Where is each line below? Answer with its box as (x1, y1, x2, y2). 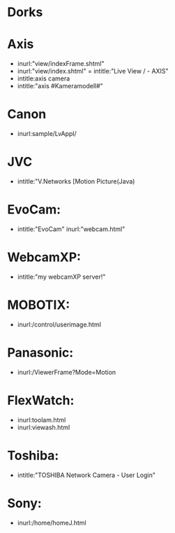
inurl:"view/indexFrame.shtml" (17, 60, 105, 68)
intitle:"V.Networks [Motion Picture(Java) (17, 177, 135, 186)
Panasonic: (7, 345, 74, 361)
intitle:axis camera (17, 74, 70, 83)
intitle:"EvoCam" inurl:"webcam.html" (17, 225, 125, 233)
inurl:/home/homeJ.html (17, 518, 87, 527)
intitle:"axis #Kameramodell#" (17, 82, 103, 90)
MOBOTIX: (7, 297, 70, 313)
